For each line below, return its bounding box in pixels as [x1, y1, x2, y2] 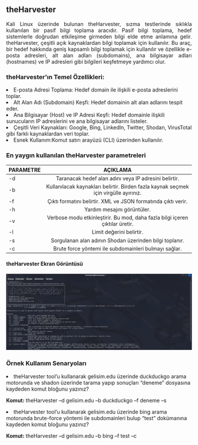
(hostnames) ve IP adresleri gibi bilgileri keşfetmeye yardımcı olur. [6, 58, 166, 65]
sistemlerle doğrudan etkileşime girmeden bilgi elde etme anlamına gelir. [6, 33, 192, 40]
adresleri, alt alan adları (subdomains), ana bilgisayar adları [24, 51, 192, 59]
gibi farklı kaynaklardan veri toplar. [6, 130, 90, 138]
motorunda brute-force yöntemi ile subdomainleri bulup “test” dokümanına [6, 414, 187, 421]
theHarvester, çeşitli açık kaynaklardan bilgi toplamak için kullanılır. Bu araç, [6, 39, 192, 46]
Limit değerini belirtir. [91, 229, 143, 236]
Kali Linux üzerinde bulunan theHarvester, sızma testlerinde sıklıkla [6, 20, 192, 27]
